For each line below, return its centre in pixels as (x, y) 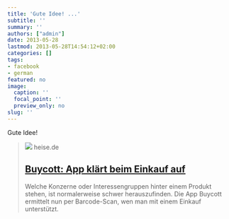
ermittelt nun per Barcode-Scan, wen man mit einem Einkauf (113, 201)
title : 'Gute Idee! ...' (44, 14)
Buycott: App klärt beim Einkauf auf (105, 169)
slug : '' (20, 112)
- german (20, 73)
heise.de (46, 147)
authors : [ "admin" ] (36, 34)
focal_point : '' (38, 100)
